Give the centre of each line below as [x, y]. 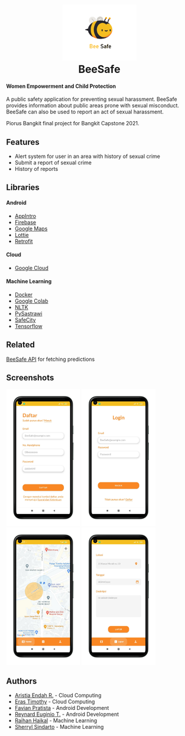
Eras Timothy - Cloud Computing [55, 702]
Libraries [23, 188]
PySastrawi [28, 313]
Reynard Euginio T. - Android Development [67, 714]
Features [23, 142]
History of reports [36, 169]
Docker [24, 295]
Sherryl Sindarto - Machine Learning [59, 727]
